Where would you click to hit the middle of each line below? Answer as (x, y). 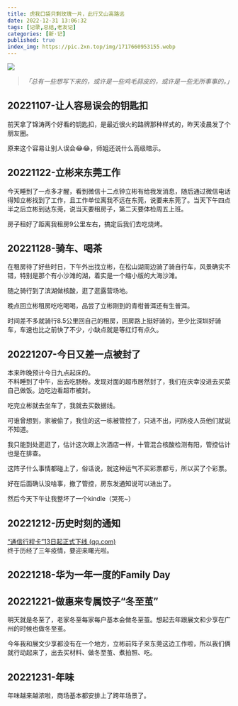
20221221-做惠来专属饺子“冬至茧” (83, 601)
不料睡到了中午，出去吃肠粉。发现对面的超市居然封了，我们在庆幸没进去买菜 (119, 382)
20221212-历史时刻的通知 (64, 523)
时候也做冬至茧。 (44, 629)
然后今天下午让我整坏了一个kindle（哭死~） (71, 499)
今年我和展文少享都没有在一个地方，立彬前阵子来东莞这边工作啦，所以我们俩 (119, 644)
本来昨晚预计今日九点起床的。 (51, 373)
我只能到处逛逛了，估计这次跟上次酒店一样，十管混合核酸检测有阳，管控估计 (119, 445)
